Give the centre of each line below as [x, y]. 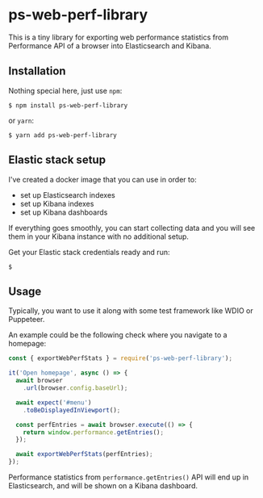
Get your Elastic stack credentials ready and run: [89, 252]
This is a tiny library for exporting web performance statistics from [118, 37]
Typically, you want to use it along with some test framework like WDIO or [131, 311]
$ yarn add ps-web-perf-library [63, 135]
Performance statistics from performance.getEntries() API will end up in [129, 477]
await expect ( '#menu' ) [54, 402]
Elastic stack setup [57, 160]
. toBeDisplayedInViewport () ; [72, 410]
